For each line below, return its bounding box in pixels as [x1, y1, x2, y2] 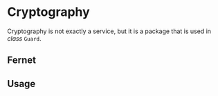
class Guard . [7, 34, 42, 42]
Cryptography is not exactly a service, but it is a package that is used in [7, 27, 212, 35]
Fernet [7, 55, 37, 66]
